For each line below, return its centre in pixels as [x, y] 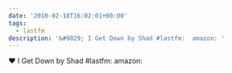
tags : [17, 23]
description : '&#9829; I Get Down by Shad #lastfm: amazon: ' [117, 38]
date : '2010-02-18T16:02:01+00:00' [68, 16]
